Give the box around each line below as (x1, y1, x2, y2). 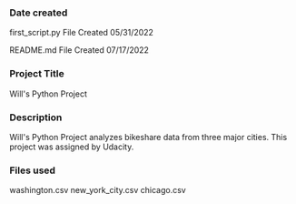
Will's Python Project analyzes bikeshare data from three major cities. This (9, 131, 288, 142)
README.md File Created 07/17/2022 (9, 45, 150, 56)
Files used (9, 164, 56, 177)
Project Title (9, 67, 65, 80)
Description (9, 111, 63, 124)
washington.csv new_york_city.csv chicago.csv (9, 185, 186, 196)
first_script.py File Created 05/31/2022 (9, 27, 154, 38)
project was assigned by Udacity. (9, 141, 134, 152)
